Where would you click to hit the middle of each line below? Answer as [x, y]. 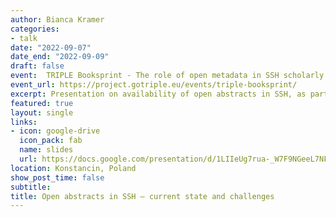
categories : [35, 29]
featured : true [42, 103]
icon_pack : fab [51, 141]
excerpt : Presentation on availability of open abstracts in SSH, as [158, 94]
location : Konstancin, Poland [73, 168]
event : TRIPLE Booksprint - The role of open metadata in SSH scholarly [167, 76]
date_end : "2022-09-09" [60, 57]
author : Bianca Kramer [57, 19]
